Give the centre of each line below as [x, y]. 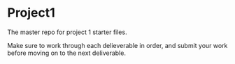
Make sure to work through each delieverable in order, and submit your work [117, 45]
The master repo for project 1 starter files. [67, 32]
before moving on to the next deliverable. [66, 53]
